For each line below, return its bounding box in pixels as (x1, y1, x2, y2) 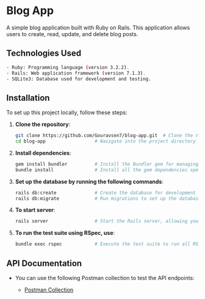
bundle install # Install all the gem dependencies (15, 166, 188, 173)
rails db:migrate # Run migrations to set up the (15, 195, 177, 202)
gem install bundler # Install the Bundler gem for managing (15, 161, 199, 167)
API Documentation (6, 258, 82, 268)
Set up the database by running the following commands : (15, 178, 164, 185)
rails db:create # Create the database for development (15, 190, 196, 196)
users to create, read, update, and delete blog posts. (6, 30, 138, 37)
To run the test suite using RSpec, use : (15, 229, 115, 237)
